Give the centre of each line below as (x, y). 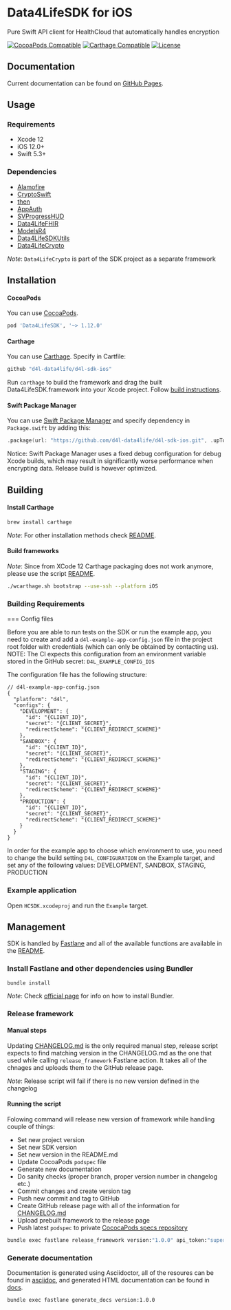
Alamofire (31, 186)
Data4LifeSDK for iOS (70, 13)
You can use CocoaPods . (43, 313)
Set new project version (51, 1139)
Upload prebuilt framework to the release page (83, 1220)
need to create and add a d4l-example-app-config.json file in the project (110, 640)
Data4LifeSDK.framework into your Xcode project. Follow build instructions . (114, 389)
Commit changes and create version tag (74, 1191)
